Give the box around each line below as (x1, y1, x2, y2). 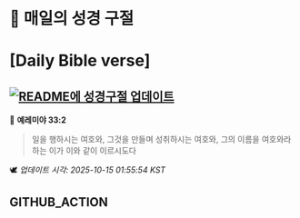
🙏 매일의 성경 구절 (9, 8, 135, 29)
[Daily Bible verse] (9, 51, 151, 71)
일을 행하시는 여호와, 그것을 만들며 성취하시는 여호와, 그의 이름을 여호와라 (31, 134, 292, 145)
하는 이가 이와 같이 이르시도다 (31, 145, 136, 156)
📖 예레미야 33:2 (9, 114, 66, 125)
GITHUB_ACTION (9, 194, 109, 210)
